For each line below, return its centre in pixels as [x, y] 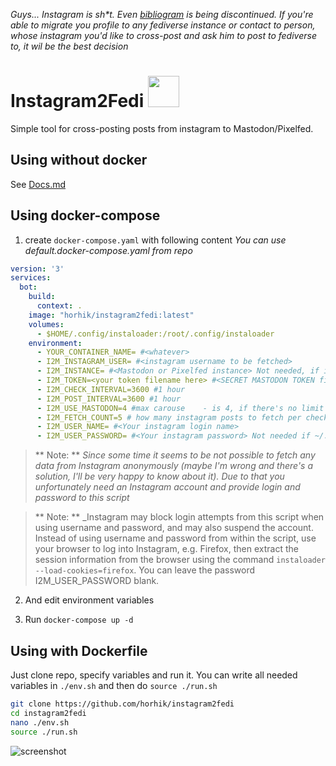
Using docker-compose [85, 215]
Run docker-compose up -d [79, 620]
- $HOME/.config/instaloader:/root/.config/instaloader [155, 334]
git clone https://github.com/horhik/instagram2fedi [122, 704]
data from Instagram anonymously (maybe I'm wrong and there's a [173, 466]
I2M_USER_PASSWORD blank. [97, 581]
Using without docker [79, 160]
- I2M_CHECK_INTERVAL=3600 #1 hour [111, 389]
